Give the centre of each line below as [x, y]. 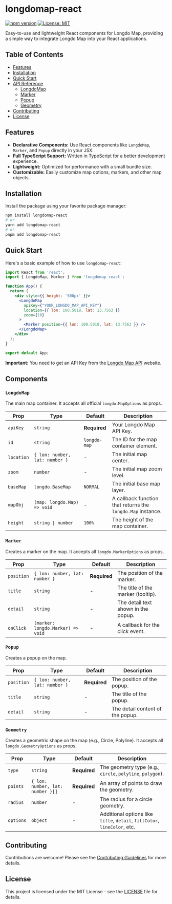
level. [118, 476]
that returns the [131, 505]
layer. [119, 490]
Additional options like [126, 814]
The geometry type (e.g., [130, 767]
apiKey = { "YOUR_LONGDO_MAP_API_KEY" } [63, 305]
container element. [134, 446]
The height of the [133, 520]
